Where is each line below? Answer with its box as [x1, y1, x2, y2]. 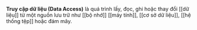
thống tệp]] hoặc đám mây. [6, 18, 72, 24]
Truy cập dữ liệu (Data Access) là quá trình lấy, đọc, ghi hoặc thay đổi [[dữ [6, 6, 189, 12]
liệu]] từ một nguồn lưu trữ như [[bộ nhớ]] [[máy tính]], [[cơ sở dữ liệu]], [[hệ [6, 12, 191, 18]
